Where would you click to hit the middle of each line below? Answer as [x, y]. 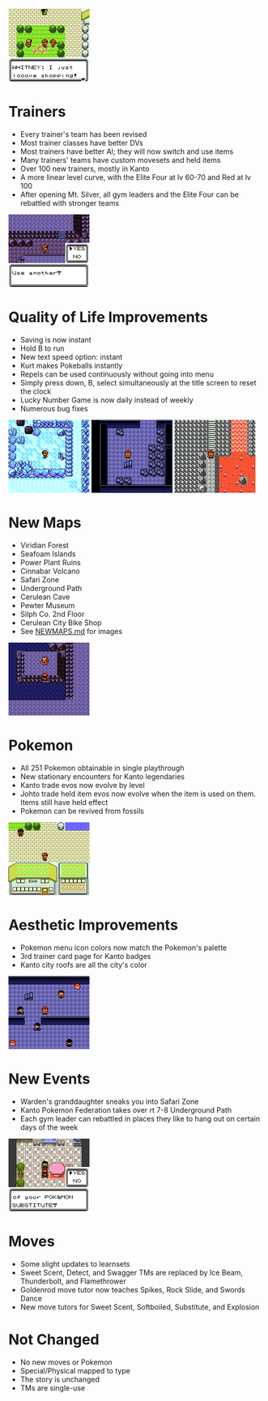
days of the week [49, 1127]
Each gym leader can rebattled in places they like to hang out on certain [140, 1118]
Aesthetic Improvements [93, 925]
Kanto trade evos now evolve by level [83, 785]
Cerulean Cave [45, 597]
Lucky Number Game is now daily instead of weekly [107, 400]
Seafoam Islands [48, 554]
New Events [49, 1079]
